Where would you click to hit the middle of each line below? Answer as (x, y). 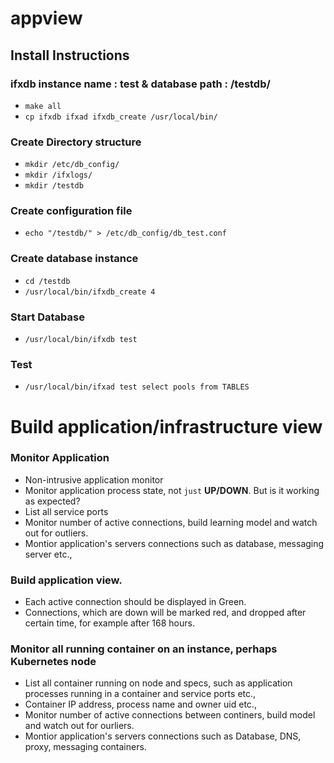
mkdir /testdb (54, 186)
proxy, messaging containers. (85, 747)
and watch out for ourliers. (79, 726)
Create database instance (74, 259)
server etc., (48, 554)
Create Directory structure (76, 142)
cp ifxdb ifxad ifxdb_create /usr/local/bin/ (121, 117)
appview (46, 18)
